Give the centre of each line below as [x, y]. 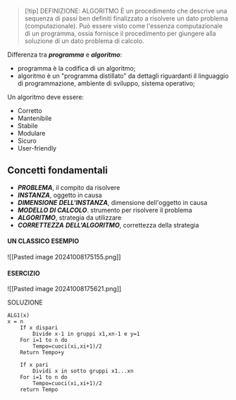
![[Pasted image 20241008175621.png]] [64, 289]
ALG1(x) [19, 316]
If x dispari [39, 328]
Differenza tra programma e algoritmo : [65, 54]
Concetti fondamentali [57, 171]
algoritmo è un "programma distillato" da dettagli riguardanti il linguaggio [123, 76]
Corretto [30, 111]
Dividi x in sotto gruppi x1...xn [83, 371]
